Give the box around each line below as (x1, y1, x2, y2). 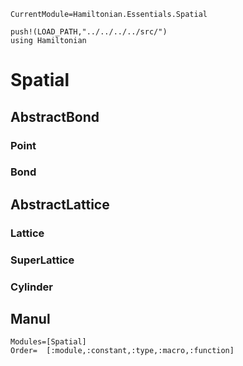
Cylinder (10, 280, 53, 294)
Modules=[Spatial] (10, 337, 87, 347)
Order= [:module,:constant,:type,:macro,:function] (10, 346, 235, 356)
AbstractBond (10, 108, 100, 125)
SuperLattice (10, 253, 75, 267)
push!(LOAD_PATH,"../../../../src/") (10, 27, 168, 37)
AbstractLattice (10, 196, 110, 213)
